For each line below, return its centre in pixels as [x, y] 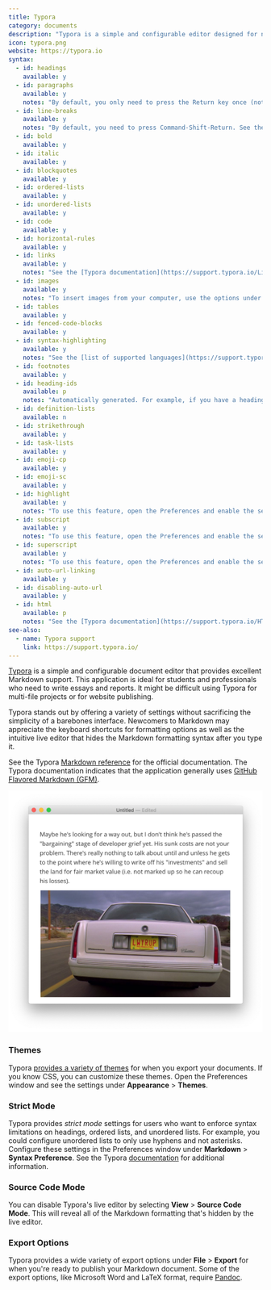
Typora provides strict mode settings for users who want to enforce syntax [133, 1123]
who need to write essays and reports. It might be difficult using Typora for [133, 688]
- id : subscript [43, 519]
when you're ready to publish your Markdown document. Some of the [124, 1269]
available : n [45, 417]
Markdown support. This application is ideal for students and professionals [133, 680]
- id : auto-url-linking [55, 570]
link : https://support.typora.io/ [81, 647]
